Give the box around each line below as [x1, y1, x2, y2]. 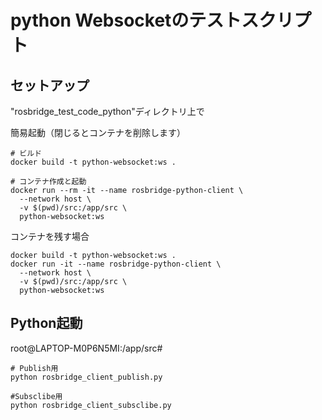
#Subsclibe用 [10, 391, 63, 401]
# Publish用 [10, 363, 59, 373]
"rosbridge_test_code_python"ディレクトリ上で [10, 106, 205, 117]
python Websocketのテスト [10, 9, 242, 32]
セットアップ [10, 77, 90, 94]
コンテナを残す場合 [10, 231, 90, 242]
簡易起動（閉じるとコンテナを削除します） [10, 127, 186, 138]
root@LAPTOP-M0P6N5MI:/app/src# [10, 342, 163, 354]
